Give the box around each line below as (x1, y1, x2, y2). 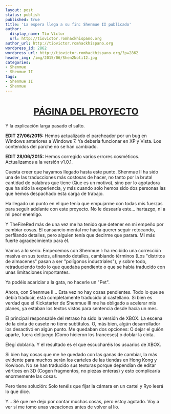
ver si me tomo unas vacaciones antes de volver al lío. (5, 404, 119, 410)
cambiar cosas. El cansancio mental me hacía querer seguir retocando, (5, 226, 155, 233)
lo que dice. (5, 388, 30, 395)
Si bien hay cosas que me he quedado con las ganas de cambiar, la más (5, 351, 158, 357)
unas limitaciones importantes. (5, 269, 70, 275)
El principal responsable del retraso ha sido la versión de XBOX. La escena (5, 315, 163, 321)
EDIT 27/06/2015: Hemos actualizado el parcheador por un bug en (5, 133, 147, 139)
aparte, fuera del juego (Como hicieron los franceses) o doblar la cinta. (5, 331, 155, 338)
